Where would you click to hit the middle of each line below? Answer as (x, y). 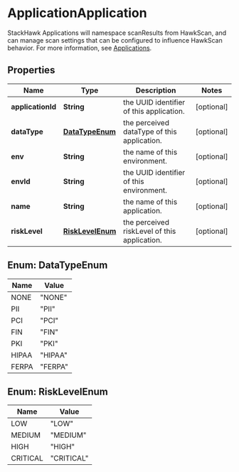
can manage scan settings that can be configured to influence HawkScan (115, 40)
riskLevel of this (150, 231)
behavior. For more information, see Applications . (80, 48)
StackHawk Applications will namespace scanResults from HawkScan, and (117, 33)
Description (156, 90)
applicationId (34, 107)
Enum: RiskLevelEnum (58, 391)
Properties (31, 70)
